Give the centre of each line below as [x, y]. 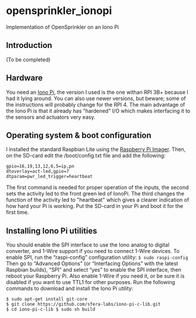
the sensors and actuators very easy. [51, 117]
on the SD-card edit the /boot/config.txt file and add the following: [86, 156]
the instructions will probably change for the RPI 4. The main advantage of [96, 104]
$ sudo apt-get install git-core [47, 299]
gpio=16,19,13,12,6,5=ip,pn [40, 166]
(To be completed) [28, 59]
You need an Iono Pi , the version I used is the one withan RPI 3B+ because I [97, 92]
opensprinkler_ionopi [59, 11]
